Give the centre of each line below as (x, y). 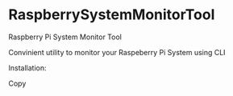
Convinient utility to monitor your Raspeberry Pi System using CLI (117, 52)
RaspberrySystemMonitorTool (112, 15)
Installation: (27, 68)
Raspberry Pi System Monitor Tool (65, 37)
